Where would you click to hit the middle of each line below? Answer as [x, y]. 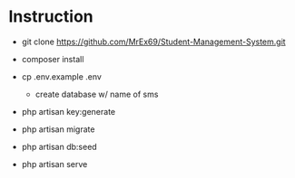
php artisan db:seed [59, 146]
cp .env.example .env [61, 76]
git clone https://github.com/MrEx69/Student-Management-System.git [154, 42]
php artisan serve [54, 164]
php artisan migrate [58, 129]
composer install [53, 59]
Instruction [51, 17]
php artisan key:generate [69, 111]
